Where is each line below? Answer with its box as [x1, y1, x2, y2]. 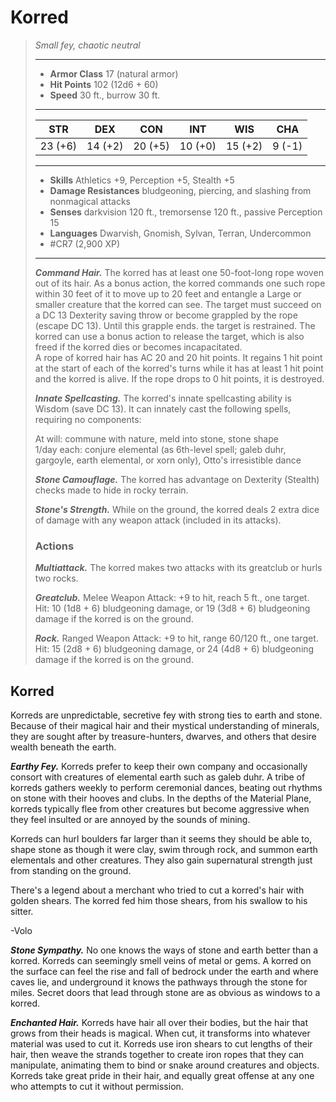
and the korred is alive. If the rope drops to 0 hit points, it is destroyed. [34, 372, 325, 385]
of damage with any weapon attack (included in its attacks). [34, 514, 282, 526]
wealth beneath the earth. [10, 741, 117, 753]
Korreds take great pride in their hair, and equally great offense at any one [10, 1070, 315, 1082]
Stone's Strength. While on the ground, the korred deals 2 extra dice [34, 503, 320, 515]
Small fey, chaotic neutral [34, 39, 141, 51]
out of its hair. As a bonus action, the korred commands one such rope [34, 277, 326, 289]
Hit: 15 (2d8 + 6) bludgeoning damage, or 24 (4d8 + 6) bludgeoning [34, 643, 315, 655]
